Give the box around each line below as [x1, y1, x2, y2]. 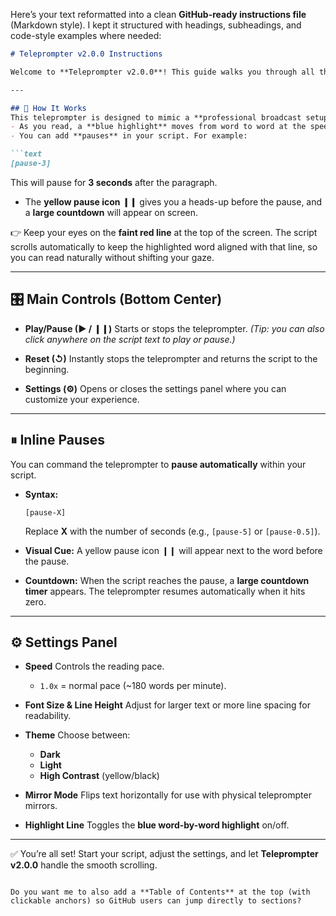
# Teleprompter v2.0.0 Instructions [10, 49, 163, 59]
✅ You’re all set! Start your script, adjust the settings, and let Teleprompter [10, 848, 319, 860]
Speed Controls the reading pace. [24, 660, 165, 673]
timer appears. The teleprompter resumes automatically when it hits [24, 585, 306, 597]
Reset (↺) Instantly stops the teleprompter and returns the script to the [24, 352, 318, 364]
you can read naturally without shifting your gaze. [10, 251, 215, 263]
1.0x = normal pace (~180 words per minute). [39, 680, 227, 692]
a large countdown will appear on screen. [24, 206, 199, 218]
